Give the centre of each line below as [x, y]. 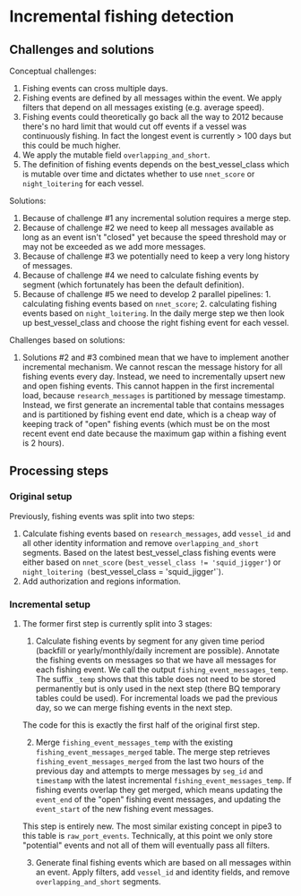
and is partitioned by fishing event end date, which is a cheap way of [149, 414]
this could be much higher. [71, 145]
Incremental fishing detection [122, 17]
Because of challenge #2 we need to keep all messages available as [148, 227]
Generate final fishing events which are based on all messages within [163, 862]
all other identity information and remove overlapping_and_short [141, 542]
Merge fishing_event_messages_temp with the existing [134, 742]
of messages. [47, 265]
